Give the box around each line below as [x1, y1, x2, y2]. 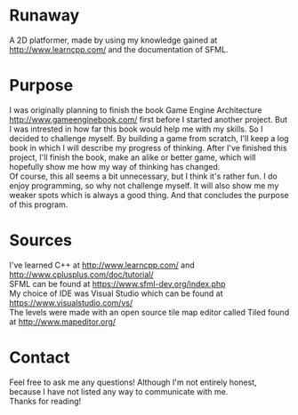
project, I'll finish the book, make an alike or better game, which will [9, 152, 256, 163]
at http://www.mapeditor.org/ [9, 316, 117, 327]
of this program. [9, 199, 68, 210]
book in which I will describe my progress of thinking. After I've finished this [9, 142, 287, 153]
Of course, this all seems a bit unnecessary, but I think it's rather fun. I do [9, 171, 278, 181]
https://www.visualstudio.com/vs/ [9, 297, 133, 307]
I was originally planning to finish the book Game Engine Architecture [9, 104, 262, 116]
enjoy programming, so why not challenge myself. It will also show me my [9, 180, 279, 191]
